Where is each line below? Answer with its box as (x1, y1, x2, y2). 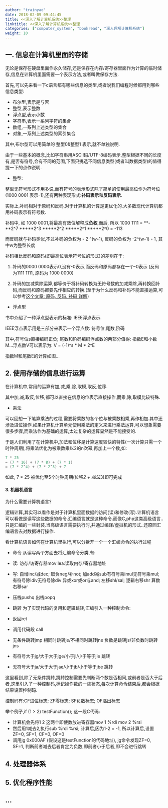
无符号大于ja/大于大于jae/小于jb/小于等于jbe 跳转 (12, 664, 113, 670)
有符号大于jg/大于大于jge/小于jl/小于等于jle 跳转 (12, 653, 110, 659)
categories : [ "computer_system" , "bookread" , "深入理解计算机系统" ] (5, 26, 144, 31)
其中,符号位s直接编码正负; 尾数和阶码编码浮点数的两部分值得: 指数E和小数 (5, 336, 157, 342)
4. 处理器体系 (5, 760, 46, 768)
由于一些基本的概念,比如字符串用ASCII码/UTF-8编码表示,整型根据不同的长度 (5, 152, 162, 158)
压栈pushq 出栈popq (12, 595, 55, 601)
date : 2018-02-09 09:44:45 (5, 12, 62, 17)
